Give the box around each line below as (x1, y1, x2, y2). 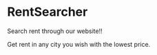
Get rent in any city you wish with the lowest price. (7, 40, 151, 48)
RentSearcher (7, 4, 88, 20)
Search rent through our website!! (7, 27, 103, 35)
